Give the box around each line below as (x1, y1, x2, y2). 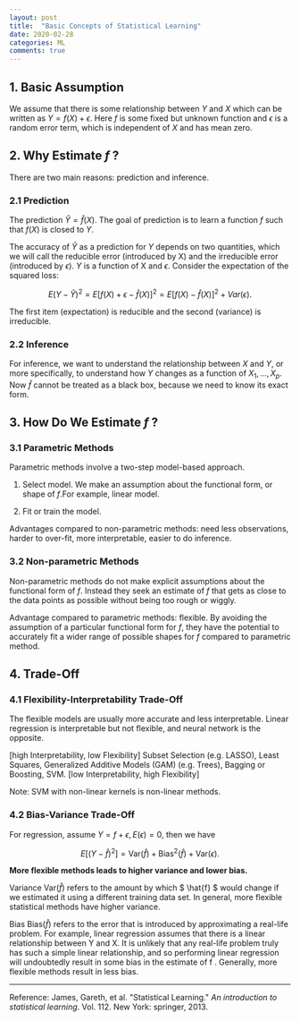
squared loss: (9, 270, 60, 281)
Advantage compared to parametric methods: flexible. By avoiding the (9, 612, 268, 623)
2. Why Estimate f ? (9, 149, 120, 164)
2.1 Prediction (9, 194, 70, 207)
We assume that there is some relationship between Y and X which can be (9, 103, 283, 114)
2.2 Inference (9, 337, 70, 350)
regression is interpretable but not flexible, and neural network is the (9, 723, 262, 734)
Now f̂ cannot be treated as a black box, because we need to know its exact (9, 379, 288, 390)
